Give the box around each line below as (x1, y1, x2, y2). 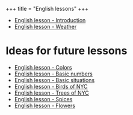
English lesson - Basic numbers (14, 70, 93, 77)
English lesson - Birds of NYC (14, 83, 88, 90)
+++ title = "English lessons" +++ (5, 5, 88, 12)
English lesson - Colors (14, 63, 72, 71)
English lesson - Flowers (14, 102, 76, 109)
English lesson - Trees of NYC (14, 89, 90, 96)
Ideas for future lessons (5, 44, 128, 57)
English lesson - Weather (14, 23, 77, 30)
